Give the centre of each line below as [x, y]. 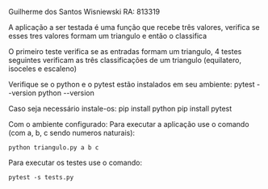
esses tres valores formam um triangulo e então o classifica [108, 36]
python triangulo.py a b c [54, 148]
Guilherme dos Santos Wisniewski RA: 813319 [84, 12]
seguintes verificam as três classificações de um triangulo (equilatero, [125, 60]
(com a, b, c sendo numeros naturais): [72, 133]
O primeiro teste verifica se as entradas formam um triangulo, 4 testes [125, 51]
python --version [66, 93]
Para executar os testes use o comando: [75, 162]
